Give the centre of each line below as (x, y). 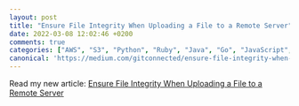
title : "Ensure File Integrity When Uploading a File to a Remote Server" (151, 26)
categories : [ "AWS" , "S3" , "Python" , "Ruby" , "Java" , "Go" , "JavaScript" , (151, 50)
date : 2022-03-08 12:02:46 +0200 (71, 34)
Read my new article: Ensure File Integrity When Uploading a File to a (136, 83)
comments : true (37, 42)
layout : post (33, 17)
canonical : (29, 58)
